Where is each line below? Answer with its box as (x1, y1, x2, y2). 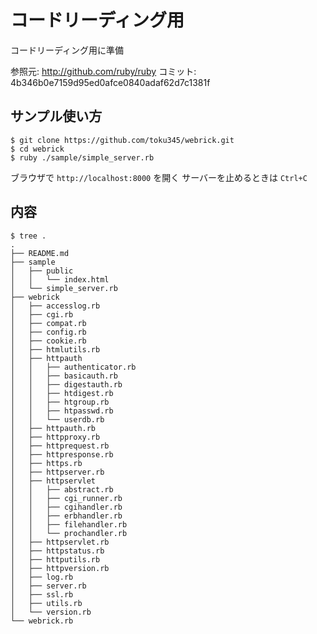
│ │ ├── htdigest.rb (10, 388, 114, 398)
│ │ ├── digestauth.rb (10, 379, 123, 390)
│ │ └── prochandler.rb (10, 528, 128, 538)
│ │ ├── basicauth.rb (10, 371, 118, 381)
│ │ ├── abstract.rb (10, 484, 114, 495)
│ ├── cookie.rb (10, 336, 87, 346)
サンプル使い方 (10, 108, 103, 125)
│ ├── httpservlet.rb (10, 537, 110, 547)
